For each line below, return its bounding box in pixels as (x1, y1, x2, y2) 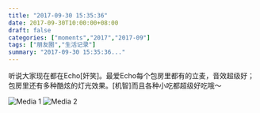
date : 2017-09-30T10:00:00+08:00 (8, 19, 119, 27)
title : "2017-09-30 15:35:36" (8, 11, 109, 20)
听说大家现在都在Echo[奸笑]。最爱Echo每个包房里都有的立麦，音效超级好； (8, 71, 255, 80)
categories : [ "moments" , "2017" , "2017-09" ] (8, 33, 151, 42)
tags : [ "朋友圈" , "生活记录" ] (8, 41, 97, 49)
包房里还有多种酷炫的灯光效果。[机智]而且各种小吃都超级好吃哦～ (8, 81, 222, 90)
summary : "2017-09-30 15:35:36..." (8, 48, 126, 56)
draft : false (8, 26, 52, 34)
